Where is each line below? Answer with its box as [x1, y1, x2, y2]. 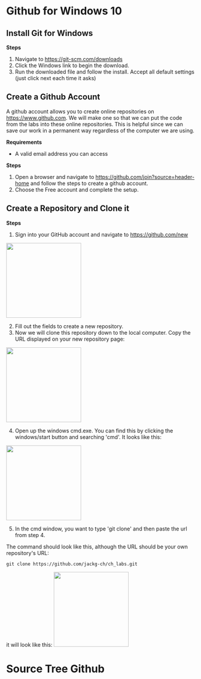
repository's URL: [6, 549, 50, 556]
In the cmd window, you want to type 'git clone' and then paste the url [14, 525, 187, 532]
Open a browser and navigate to [14, 173, 95, 180]
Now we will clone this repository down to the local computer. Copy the [14, 329, 191, 336]
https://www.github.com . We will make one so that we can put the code [6, 114, 182, 121]
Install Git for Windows [6, 28, 93, 38]
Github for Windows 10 [6, 4, 123, 18]
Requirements [6, 138, 42, 145]
